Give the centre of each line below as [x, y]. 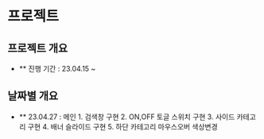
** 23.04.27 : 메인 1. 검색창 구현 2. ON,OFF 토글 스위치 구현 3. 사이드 [127, 117]
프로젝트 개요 [38, 48]
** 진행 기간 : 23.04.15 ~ [57, 69]
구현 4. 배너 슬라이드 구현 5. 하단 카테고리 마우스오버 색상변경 [122, 126]
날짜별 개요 [33, 96]
